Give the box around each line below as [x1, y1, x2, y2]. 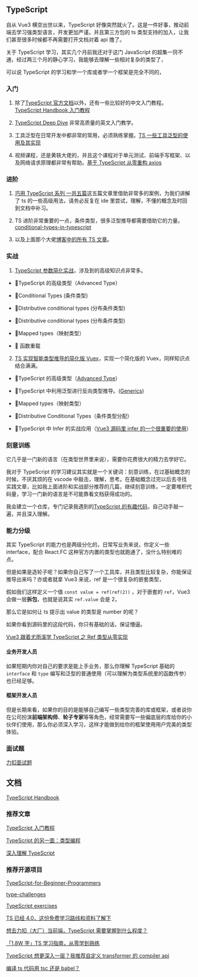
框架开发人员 [6, 692, 37, 699]
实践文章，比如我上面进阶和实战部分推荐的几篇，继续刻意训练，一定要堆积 [6, 483, 187, 490]
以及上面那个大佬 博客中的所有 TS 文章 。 [14, 236, 113, 243]
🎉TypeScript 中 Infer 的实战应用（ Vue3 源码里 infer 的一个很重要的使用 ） [14, 425, 192, 432]
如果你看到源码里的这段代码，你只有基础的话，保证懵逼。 [6, 621, 146, 628]
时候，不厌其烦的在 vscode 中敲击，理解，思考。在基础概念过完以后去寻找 [6, 476, 187, 482]
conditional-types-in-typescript [14, 224, 91, 231]
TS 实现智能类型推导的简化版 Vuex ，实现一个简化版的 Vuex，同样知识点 [14, 355, 190, 362]
